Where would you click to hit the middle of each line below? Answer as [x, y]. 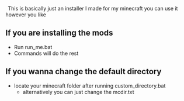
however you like [26, 15]
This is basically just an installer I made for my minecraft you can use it [93, 8]
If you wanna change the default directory [84, 72]
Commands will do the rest [46, 53]
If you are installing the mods [59, 33]
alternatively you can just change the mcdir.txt [79, 92]
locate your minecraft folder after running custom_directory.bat [90, 86]
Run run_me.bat [33, 47]
